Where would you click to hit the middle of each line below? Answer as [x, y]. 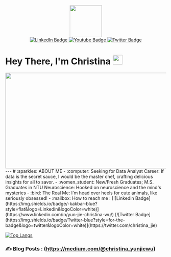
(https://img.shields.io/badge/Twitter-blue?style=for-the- [65, 220]
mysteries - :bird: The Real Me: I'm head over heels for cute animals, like [81, 193]
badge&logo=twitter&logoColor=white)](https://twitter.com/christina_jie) [81, 225]
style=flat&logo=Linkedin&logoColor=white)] [52, 209]
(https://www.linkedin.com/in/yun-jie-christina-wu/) [59, 214]
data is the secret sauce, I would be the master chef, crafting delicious [79, 176]
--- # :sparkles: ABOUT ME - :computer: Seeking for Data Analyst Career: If [85, 171]
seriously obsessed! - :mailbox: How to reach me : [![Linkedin [70, 198]
